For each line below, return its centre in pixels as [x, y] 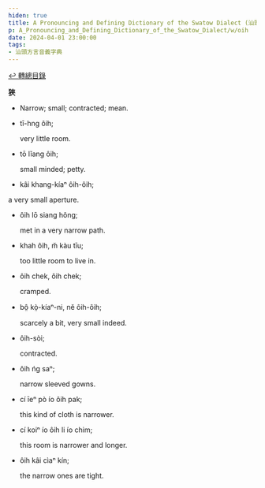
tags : [17, 45]
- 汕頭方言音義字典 [35, 52]
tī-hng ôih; [36, 123]
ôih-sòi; [32, 338]
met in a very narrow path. [62, 230]
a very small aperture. [44, 199]
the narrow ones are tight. [62, 475]
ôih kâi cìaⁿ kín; [44, 460]
